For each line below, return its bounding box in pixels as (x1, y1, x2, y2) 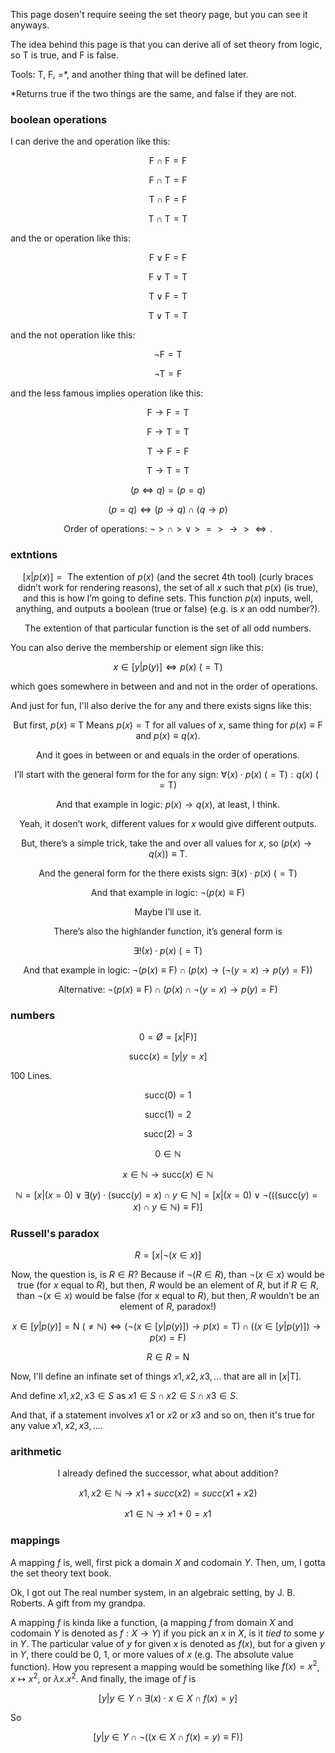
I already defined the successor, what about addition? (57, 1467, 279, 1479)
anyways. (10, 19, 50, 31)
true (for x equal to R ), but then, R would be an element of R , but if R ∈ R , (17, 1279, 319, 1291)
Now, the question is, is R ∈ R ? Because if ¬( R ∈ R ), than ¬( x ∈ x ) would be (11, 1269, 325, 1281)
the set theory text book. (10, 1567, 112, 1579)
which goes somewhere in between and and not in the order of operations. (10, 680, 318, 692)
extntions (10, 548, 58, 562)
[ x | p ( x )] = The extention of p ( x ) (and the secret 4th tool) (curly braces (22, 570, 314, 583)
